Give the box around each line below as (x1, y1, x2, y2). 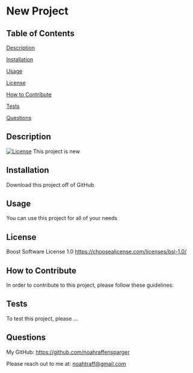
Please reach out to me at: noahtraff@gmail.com (6, 360, 126, 367)
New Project (6, 4, 69, 18)
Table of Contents (6, 28, 75, 39)
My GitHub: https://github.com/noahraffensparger (6, 348, 130, 356)
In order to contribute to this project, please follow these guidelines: (6, 281, 174, 289)
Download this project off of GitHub (6, 181, 94, 188)
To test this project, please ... (6, 315, 78, 322)
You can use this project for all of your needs (6, 215, 118, 222)
